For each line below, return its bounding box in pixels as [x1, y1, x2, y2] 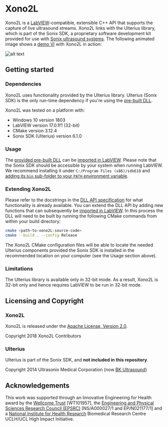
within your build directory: [5, 219, 61, 225]
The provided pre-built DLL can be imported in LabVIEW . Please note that [5, 157, 157, 163]
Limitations [5, 265, 34, 272]
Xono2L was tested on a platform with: [5, 107, 85, 113]
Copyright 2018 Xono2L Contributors [5, 333, 81, 339]
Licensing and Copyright [5, 297, 84, 305]
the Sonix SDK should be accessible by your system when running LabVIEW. [5, 162, 163, 168]
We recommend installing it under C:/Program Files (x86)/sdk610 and [5, 167, 150, 174]
